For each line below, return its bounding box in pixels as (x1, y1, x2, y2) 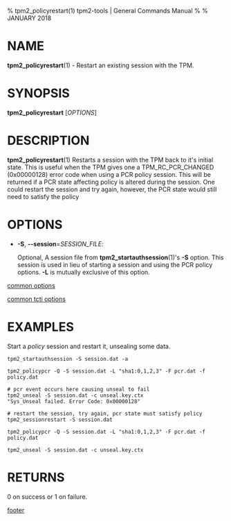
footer (7, 506, 25, 514)
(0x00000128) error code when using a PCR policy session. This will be (7, 170, 211, 178)
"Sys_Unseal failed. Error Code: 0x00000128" (7, 398, 140, 405)
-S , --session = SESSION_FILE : (17, 239, 104, 248)
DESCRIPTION (7, 133, 90, 148)
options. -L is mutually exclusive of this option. (17, 268, 150, 276)
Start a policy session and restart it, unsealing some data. (7, 342, 171, 350)
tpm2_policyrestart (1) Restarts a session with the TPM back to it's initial (7, 155, 214, 164)
